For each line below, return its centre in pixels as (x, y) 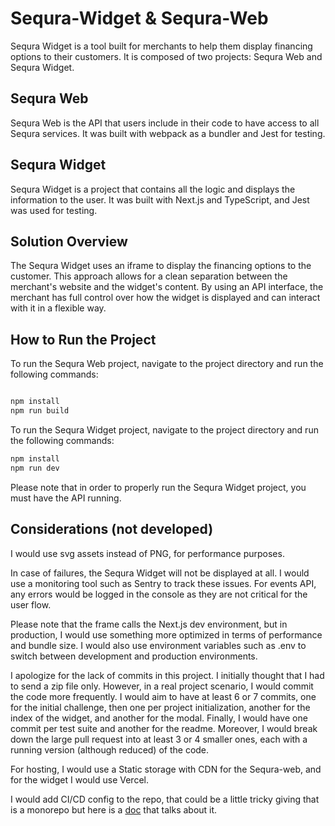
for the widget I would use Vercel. (79, 779)
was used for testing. (54, 210)
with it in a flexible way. (58, 308)
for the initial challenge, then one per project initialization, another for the (160, 707)
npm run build (40, 411)
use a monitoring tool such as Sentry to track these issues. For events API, (163, 583)
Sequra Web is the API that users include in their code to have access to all (165, 123)
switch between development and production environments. (134, 656)
